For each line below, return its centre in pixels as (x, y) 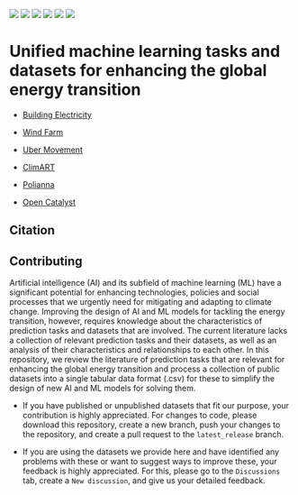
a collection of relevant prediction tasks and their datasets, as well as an (143, 340)
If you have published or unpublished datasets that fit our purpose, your (156, 406)
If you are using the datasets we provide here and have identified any (151, 452)
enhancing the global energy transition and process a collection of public (145, 369)
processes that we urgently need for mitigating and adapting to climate (141, 302)
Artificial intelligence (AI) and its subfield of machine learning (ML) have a (145, 283)
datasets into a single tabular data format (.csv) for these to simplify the (142, 379)
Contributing (46, 261)
